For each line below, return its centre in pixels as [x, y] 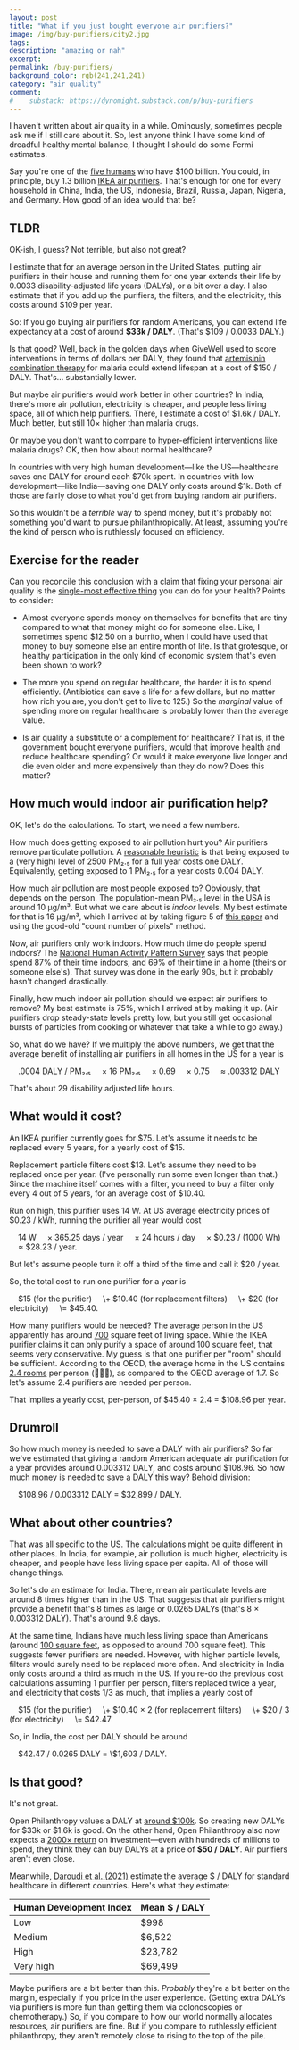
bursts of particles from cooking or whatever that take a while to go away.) [146, 1026]
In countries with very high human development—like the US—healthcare [144, 467]
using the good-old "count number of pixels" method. [108, 925]
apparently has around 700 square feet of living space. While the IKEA [138, 1334]
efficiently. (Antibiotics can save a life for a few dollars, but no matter [149, 692]
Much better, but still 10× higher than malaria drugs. [104, 423]
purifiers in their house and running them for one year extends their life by [145, 277]
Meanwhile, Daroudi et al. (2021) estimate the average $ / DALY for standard [149, 1876]
